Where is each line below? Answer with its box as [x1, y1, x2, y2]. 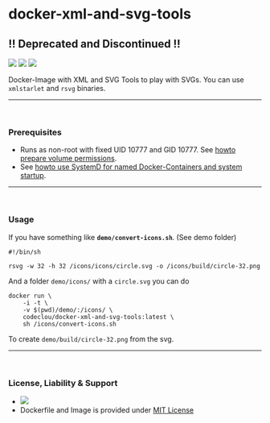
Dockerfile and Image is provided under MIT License [19, 404, 194, 415]
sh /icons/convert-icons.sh [22, 320, 117, 328]
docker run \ [8, 292, 52, 300]
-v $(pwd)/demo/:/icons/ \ [22, 305, 113, 314]
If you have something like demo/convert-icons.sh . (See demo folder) [8, 232, 237, 242]
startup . [19, 171, 47, 180]
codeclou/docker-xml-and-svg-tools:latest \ [22, 313, 174, 321]
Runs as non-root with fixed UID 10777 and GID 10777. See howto [19, 145, 236, 155]
